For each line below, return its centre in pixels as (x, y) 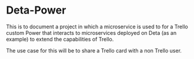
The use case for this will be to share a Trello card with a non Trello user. (94, 50)
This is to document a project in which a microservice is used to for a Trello (97, 27)
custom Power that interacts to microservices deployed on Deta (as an (91, 32)
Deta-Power (36, 10)
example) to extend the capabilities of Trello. (60, 39)
